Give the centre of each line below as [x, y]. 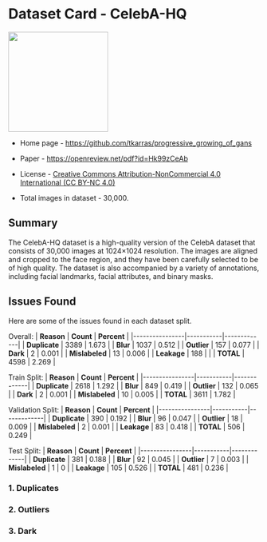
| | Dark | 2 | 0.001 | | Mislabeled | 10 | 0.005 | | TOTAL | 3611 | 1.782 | [122, 394]
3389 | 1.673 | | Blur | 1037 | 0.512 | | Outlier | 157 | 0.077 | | [162, 345]
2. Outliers [29, 510]
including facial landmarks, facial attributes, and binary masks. [111, 276]
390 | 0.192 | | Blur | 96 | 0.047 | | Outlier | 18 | [167, 418]
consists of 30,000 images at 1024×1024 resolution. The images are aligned [133, 251]
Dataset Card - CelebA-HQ [98, 14]
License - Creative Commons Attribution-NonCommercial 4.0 [120, 173]
